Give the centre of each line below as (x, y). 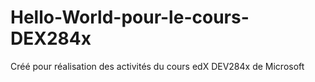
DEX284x (51, 38)
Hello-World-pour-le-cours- (130, 17)
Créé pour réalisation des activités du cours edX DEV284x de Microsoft (157, 66)
